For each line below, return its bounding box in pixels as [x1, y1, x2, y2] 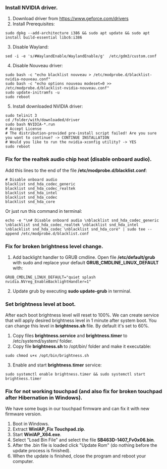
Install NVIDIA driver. [5, 4, 58, 11]
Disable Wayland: [12, 44, 49, 50]
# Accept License [5, 126, 42, 131]
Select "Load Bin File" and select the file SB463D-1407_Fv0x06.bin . [12, 437, 155, 443]
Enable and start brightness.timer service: [12, 362, 102, 368]
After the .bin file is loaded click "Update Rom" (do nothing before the [12, 442, 157, 448]
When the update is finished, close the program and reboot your [12, 453, 146, 459]
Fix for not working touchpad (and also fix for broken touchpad [5, 388, 162, 395]
